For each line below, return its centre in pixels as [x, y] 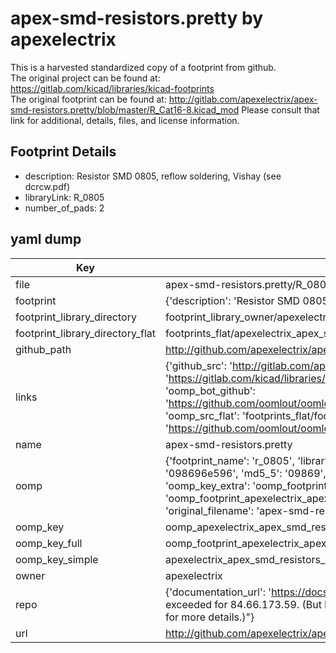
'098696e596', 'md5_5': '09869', [245, 473]
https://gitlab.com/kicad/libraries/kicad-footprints [112, 88]
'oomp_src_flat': [202, 415]
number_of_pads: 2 [64, 208]
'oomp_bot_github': [210, 390]
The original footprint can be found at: [88, 99]
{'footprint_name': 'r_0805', [229, 460]
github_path [43, 349]
